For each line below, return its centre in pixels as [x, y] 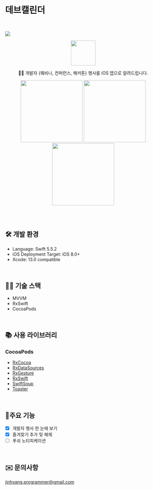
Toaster [20, 389]
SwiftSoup [23, 384]
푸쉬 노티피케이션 [29, 441]
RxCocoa [22, 362]
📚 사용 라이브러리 [31, 335]
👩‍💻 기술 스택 [23, 286]
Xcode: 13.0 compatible [36, 259]
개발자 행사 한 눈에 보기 [35, 428]
